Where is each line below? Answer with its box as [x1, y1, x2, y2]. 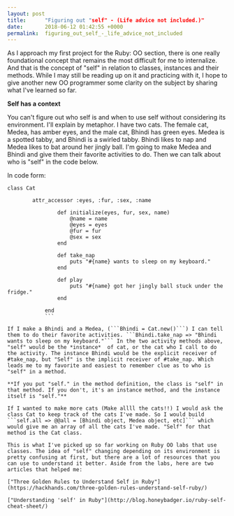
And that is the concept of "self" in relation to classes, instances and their [7, 64, 219, 72]
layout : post [7, 10, 45, 17]
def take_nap [57, 252, 96, 259]
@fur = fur [69, 228, 101, 235]
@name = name [69, 215, 108, 222]
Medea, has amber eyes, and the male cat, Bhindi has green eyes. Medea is [7, 128, 225, 136]
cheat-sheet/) [7, 503, 49, 510]
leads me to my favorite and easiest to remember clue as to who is [7, 362, 211, 369]
